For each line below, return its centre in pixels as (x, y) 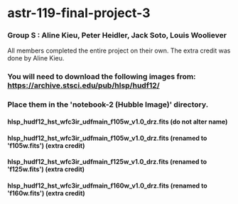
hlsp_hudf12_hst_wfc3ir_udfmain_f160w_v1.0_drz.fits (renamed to (107, 186)
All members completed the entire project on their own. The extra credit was (119, 50)
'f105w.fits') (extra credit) (46, 145)
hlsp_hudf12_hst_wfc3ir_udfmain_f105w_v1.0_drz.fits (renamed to (107, 138)
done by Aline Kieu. (36, 58)
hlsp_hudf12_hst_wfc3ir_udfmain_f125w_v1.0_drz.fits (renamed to (107, 162)
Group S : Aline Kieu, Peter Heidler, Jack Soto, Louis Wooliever (117, 36)
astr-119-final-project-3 (79, 13)
